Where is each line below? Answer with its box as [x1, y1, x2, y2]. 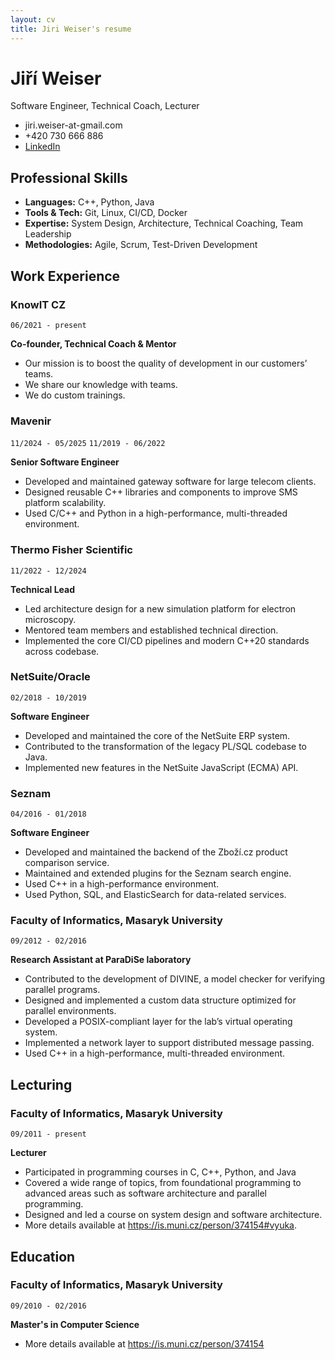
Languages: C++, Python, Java [24, 196, 155, 208]
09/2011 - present [10, 1129, 87, 1140]
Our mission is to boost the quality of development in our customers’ [24, 357, 308, 369]
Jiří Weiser [10, 67, 102, 90]
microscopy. [24, 613, 77, 625]
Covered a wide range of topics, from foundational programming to [24, 1177, 302, 1189]
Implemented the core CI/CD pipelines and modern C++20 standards [24, 634, 310, 646]
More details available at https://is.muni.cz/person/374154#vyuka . [24, 1219, 298, 1231]
